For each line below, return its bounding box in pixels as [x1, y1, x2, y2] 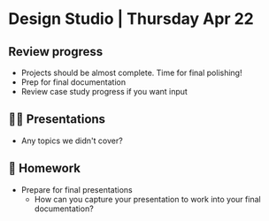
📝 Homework [8, 161, 81, 176]
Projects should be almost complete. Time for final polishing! [20, 67, 242, 78]
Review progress [8, 44, 104, 59]
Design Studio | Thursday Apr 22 [8, 9, 254, 29]
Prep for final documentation [20, 77, 126, 88]
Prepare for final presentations [20, 184, 134, 194]
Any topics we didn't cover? [20, 135, 123, 146]
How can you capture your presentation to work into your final [34, 194, 262, 204]
